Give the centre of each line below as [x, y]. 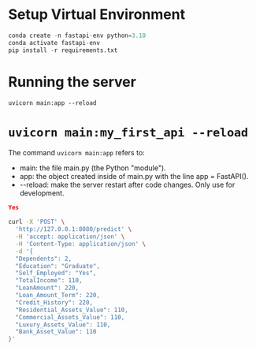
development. [42, 193]
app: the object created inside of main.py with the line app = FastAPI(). [134, 177]
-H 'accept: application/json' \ [70, 237]
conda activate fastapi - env [54, 43]
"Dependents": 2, [44, 259]
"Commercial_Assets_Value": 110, [70, 317]
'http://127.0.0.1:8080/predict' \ [74, 229]
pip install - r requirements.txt [63, 50]
